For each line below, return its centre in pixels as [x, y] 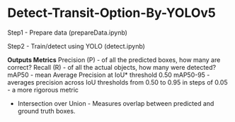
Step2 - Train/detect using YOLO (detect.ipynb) [76, 46]
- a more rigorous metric [43, 90]
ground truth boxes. [46, 111]
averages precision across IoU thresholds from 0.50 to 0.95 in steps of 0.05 [117, 82]
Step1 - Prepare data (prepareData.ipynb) [67, 32]
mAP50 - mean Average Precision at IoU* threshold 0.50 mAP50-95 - [109, 75]
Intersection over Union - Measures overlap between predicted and [116, 103]
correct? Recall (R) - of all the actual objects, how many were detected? [112, 67]
